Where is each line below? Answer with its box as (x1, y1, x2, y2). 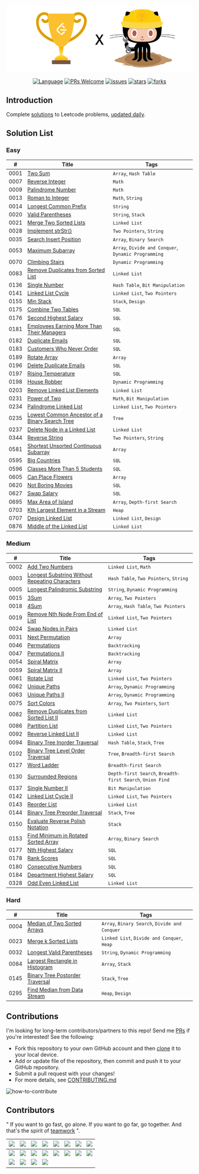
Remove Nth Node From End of (27, 610, 103, 618)
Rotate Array (27, 354, 58, 361)
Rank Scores (27, 855, 58, 862)
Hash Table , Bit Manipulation (113, 281, 185, 288)
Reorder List (27, 801, 57, 808)
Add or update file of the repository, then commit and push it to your (14, 1058, 182, 1065)
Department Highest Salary (27, 871, 94, 878)
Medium (6, 539, 31, 548)
